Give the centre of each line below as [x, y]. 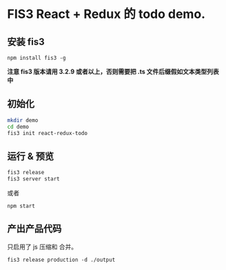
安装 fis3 [26, 42]
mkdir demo [23, 120]
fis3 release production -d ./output [61, 260]
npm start [21, 206]
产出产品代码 [34, 229]
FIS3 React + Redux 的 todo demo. [106, 14]
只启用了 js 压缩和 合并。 [42, 247]
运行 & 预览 [31, 156]
